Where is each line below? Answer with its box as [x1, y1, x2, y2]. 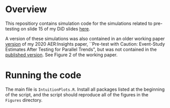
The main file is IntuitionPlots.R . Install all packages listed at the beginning [5, 86, 165, 92]
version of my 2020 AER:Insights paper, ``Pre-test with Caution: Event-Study [5, 41, 165, 47]
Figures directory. [5, 97, 43, 103]
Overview [5, 4, 47, 15]
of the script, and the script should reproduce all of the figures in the [5, 91, 149, 97]
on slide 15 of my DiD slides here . [20, 25, 90, 31]
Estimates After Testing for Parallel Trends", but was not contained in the [5, 46, 157, 52]
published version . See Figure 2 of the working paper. [5, 52, 118, 58]
